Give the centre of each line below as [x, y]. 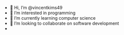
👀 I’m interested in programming [43, 13]
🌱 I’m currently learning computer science [53, 18]
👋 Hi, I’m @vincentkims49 [36, 8]
